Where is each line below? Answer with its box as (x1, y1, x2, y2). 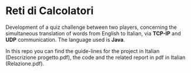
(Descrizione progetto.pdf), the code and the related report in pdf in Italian (5, 54, 186, 61)
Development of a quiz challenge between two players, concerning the (5, 24, 177, 31)
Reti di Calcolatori (5, 4, 94, 18)
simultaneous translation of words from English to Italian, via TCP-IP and (5, 29, 182, 36)
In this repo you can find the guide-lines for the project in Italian (5, 47, 160, 54)
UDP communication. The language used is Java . (5, 36, 125, 43)
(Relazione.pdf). (5, 60, 45, 67)
